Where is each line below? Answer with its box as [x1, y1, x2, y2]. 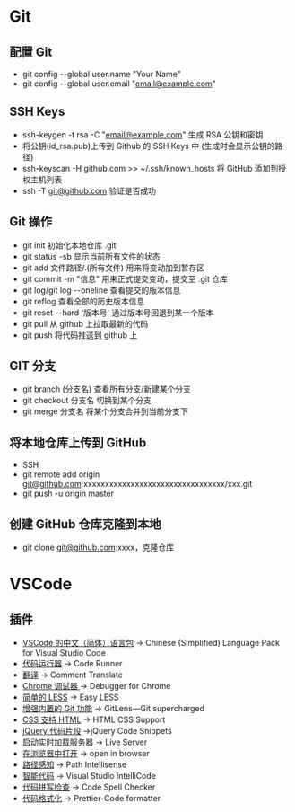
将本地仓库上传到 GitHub [9, 435, 147, 450]
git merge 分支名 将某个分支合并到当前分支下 [22, 406, 188, 417]
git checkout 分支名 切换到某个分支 [22, 395, 152, 406]
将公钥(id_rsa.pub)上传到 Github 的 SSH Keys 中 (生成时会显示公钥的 [22, 140, 275, 151]
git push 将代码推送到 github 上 [22, 330, 138, 340]
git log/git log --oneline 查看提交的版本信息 [22, 285, 181, 296]
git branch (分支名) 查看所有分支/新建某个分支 [22, 384, 191, 394]
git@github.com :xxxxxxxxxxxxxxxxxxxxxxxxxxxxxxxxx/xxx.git [22, 479, 253, 490]
